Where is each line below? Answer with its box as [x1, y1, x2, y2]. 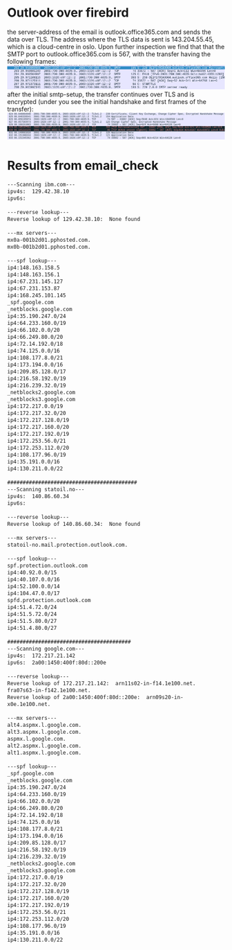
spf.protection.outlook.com [7, 563, 88, 570]
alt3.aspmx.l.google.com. [7, 729, 81, 736]
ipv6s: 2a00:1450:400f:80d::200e [7, 660, 107, 667]
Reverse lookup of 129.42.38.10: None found [7, 216, 140, 223]
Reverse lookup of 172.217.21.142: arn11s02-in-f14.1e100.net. [7, 680, 196, 687]
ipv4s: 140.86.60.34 [7, 493, 70, 500]
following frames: [7, 57, 57, 65]
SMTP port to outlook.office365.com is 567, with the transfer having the [7, 50, 211, 58]
